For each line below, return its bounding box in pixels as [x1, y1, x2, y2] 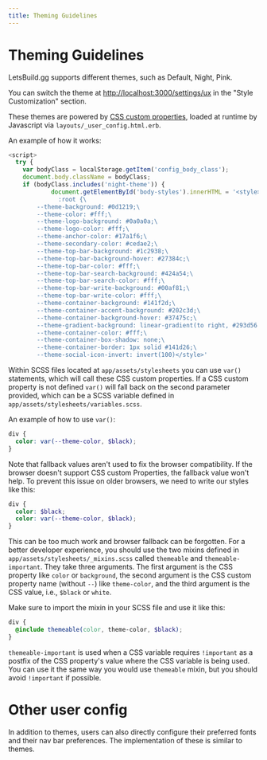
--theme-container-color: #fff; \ [37, 328, 148, 337]
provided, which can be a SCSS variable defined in [8, 391, 175, 401]
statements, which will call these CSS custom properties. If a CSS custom [8, 374, 249, 383]
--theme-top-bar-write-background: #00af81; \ [37, 284, 191, 292]
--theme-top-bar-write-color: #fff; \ [37, 292, 161, 300]
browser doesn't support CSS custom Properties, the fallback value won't [8, 468, 250, 477]
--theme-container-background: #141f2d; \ [37, 300, 176, 308]
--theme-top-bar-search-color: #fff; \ [37, 276, 165, 285]
